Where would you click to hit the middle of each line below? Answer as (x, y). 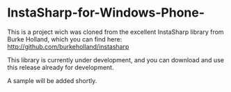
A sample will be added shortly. (52, 80)
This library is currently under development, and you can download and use (116, 59)
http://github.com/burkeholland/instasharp (68, 46)
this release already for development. (61, 67)
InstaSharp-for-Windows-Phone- (106, 13)
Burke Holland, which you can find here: (65, 39)
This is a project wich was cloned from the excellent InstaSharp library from (115, 32)
